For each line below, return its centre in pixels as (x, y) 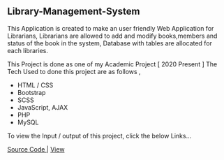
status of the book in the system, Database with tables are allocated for (110, 43)
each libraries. (28, 50)
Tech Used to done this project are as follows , (74, 71)
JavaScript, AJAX (43, 107)
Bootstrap (31, 92)
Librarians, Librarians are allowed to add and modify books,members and (112, 36)
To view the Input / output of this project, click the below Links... (99, 136)
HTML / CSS (35, 85)
